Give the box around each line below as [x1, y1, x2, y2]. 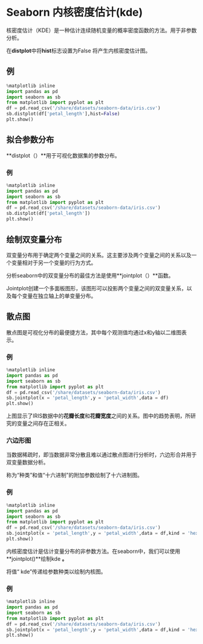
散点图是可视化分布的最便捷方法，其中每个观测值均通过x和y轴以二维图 [6, 328, 182, 336]
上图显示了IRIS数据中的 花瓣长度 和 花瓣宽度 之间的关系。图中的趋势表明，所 [6, 412, 191, 419]
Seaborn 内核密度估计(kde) [6, 5, 143, 19]
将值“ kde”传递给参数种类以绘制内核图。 [6, 568, 107, 575]
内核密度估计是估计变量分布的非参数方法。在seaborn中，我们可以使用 [6, 547, 181, 555]
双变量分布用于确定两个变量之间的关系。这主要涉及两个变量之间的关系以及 [6, 251, 192, 258]
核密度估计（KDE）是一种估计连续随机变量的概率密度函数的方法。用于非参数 [6, 27, 197, 34]
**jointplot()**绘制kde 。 [6, 555, 68, 562]
